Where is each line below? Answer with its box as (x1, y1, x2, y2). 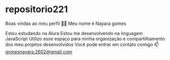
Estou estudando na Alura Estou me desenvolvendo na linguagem (5, 30, 144, 36)
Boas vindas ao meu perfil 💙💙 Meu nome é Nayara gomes (5, 20, 126, 26)
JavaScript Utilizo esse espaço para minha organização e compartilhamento (5, 36, 165, 42)
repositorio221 (5, 4, 68, 15)
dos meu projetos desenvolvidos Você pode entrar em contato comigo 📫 (5, 41, 159, 47)
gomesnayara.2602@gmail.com (5, 48, 72, 54)
